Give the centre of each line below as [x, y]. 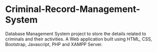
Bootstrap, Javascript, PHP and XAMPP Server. [54, 44]
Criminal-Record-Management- [73, 9]
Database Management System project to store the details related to [76, 33]
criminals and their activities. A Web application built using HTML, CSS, [79, 39]
